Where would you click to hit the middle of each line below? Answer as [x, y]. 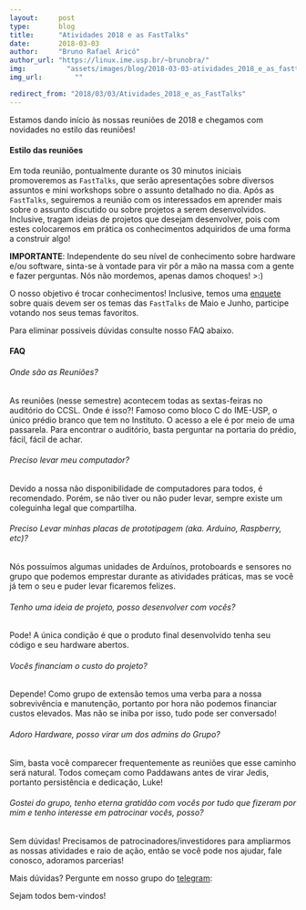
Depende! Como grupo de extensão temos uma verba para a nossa [136, 694]
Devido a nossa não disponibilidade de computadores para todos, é [136, 488]
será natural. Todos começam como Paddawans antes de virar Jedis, [139, 772]
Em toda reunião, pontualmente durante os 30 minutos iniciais [126, 171]
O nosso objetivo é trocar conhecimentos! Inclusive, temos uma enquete [145, 293]
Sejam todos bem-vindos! [58, 895]
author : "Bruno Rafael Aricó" [75, 52]
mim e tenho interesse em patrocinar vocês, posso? [107, 812]
